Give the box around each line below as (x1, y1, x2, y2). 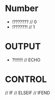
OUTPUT (5, 41, 41, 52)
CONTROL (5, 74, 47, 85)
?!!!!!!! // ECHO (12, 57, 41, 63)
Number (5, 3, 39, 14)
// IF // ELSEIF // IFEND (5, 90, 50, 96)
